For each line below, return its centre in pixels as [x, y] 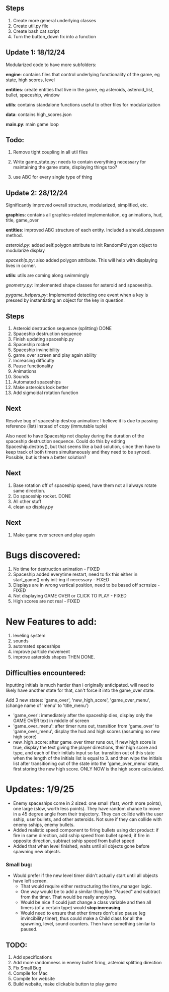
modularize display [25, 251]
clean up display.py [33, 507]
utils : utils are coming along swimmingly [48, 275]
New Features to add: [51, 621]
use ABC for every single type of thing [53, 177]
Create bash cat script [36, 31]
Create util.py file [31, 26]
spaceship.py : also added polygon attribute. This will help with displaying [82, 260]
